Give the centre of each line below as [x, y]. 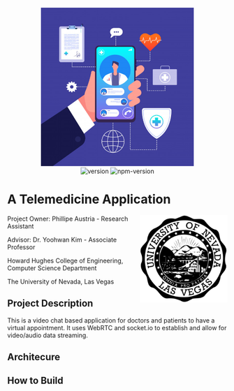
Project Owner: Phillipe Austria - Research [68, 219]
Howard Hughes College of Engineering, [65, 260]
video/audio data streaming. [48, 335]
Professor [21, 247]
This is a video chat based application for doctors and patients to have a [111, 320]
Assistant [21, 226]
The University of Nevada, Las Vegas [61, 281]
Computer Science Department [52, 268]
